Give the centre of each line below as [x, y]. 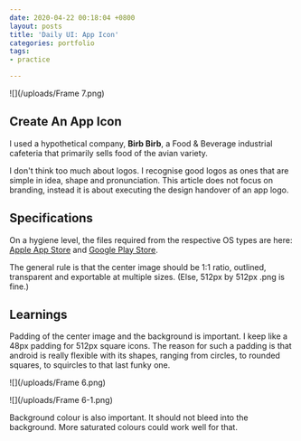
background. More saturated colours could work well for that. [123, 427]
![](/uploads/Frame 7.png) [57, 93]
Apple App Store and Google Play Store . [84, 249]
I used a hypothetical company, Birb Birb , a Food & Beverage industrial [141, 143]
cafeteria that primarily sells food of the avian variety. [108, 153]
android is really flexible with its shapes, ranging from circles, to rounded [145, 356]
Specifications [51, 218]
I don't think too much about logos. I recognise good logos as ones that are [149, 170]
